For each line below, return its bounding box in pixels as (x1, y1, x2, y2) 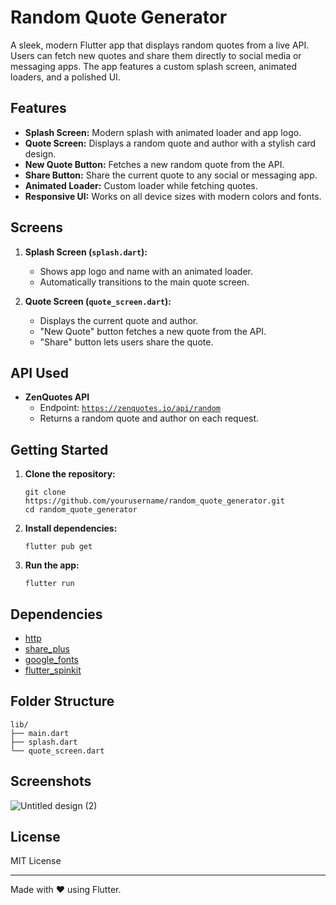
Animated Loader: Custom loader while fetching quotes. (24, 179, 258, 191)
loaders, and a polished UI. (10, 71, 121, 83)
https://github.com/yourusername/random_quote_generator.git (24, 496, 286, 506)
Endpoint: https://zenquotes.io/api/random (39, 402, 221, 414)
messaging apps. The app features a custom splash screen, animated (10, 60, 298, 72)
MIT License (10, 855, 62, 867)
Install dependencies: (24, 522, 118, 535)
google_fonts (24, 654, 79, 665)
